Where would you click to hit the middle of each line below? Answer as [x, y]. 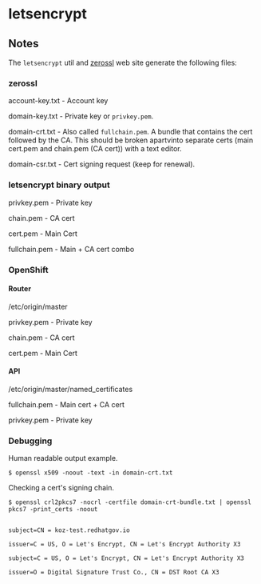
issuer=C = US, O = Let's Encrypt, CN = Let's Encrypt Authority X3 [125, 545]
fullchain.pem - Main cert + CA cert [67, 404]
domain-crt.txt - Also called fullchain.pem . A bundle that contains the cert [130, 132]
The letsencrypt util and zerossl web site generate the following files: [123, 62]
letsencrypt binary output [59, 185]
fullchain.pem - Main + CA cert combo [71, 249]
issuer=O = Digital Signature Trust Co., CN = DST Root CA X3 [114, 573]
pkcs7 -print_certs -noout [53, 510]
